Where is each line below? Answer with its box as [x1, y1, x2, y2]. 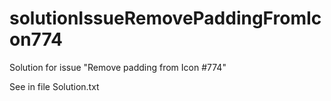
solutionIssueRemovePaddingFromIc [9, 7, 322, 30]
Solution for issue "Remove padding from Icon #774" [9, 61, 227, 73]
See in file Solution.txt [9, 80, 100, 92]
